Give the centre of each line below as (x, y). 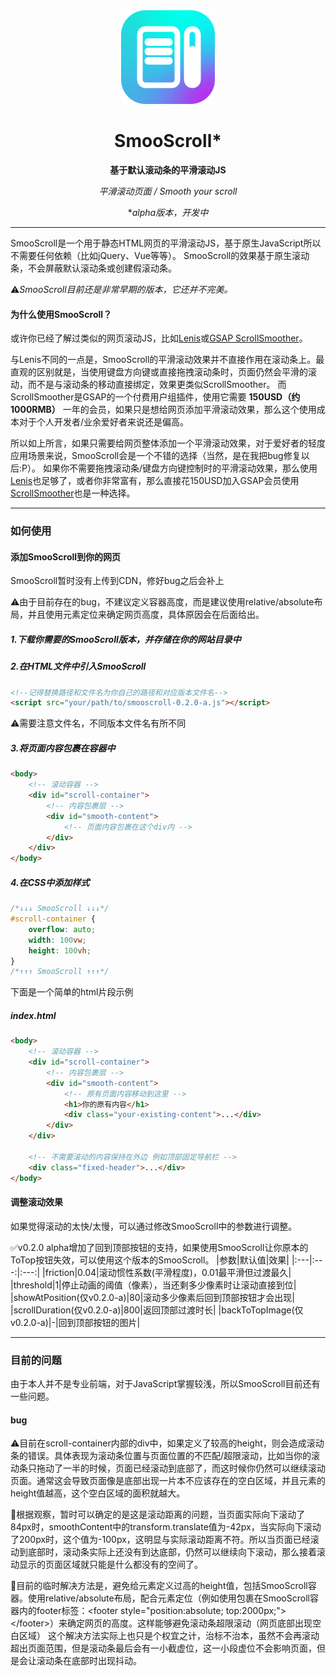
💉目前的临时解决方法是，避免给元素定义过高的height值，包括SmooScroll (159, 1586)
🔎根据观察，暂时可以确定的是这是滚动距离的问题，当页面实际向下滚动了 (158, 1515)
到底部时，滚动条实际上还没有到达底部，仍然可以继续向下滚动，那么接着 (167, 1552)
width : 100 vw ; (57, 940)
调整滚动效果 (36, 1202)
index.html (33, 1015)
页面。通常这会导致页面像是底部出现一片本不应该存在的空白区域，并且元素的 (168, 1481)
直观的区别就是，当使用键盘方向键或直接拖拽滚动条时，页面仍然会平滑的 (159, 372)
